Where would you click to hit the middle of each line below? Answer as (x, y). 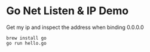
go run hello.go (26, 43)
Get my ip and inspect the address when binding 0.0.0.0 (75, 27)
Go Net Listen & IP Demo (68, 11)
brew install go (26, 38)
